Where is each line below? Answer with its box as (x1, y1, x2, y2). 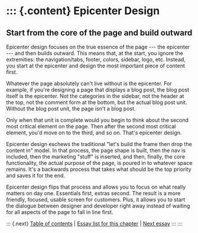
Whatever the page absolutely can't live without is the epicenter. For (6, 80, 173, 87)
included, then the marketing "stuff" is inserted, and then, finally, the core (6, 153, 185, 160)
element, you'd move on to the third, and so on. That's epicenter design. (6, 129, 182, 136)
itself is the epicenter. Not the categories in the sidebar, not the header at (6, 93, 184, 99)
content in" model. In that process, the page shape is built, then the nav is (6, 147, 186, 154)
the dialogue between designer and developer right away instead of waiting (6, 202, 190, 209)
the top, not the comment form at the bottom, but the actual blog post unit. (6, 99, 187, 106)
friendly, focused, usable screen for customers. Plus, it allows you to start (6, 196, 186, 203)
